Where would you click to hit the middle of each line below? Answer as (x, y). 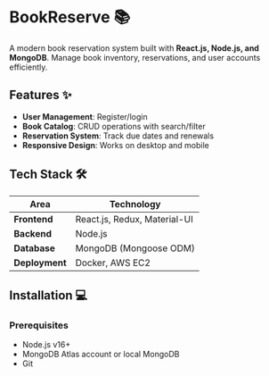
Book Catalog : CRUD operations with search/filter (114, 126)
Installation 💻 (49, 295)
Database (35, 248)
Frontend (33, 219)
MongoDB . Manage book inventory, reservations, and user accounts (135, 57)
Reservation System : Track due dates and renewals (118, 136)
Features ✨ (41, 95)
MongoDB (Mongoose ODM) (135, 248)
